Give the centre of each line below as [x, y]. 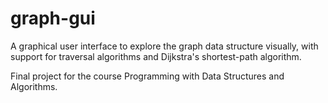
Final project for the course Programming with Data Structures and [147, 76]
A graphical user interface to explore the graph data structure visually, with [164, 46]
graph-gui [53, 18]
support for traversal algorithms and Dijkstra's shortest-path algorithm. [156, 56]
